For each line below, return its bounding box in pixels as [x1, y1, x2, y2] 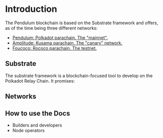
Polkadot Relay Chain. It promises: [5, 78, 75, 84]
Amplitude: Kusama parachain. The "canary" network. [12, 40, 123, 46]
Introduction [5, 3, 57, 15]
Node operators [12, 127, 45, 133]
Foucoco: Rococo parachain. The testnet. [12, 45, 97, 51]
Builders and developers [12, 122, 62, 128]
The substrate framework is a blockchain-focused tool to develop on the [5, 73, 153, 79]
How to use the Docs [5, 109, 70, 117]
